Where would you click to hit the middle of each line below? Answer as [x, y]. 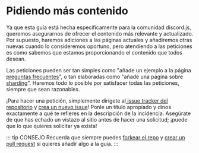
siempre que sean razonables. [43, 89]
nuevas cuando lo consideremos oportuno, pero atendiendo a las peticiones [99, 46]
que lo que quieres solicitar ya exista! [52, 126]
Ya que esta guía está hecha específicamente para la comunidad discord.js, [99, 27]
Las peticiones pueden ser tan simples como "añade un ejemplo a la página [99, 70]
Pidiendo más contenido [67, 11]
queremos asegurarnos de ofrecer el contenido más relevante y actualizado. [100, 33]
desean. [16, 59]
